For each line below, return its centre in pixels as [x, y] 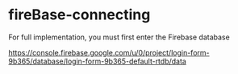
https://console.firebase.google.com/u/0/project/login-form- [109, 52]
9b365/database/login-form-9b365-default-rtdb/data [98, 61]
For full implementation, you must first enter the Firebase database [119, 37]
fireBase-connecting [79, 15]
